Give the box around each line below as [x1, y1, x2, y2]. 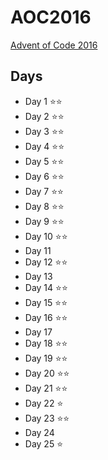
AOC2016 [10, 6, 92, 29]
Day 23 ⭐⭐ [24, 412, 70, 424]
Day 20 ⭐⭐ [24, 367, 70, 379]
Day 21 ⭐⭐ [24, 382, 68, 394]
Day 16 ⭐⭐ [24, 311, 68, 323]
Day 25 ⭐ [24, 437, 63, 450]
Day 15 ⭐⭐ [24, 296, 68, 308]
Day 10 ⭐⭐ [24, 230, 68, 242]
